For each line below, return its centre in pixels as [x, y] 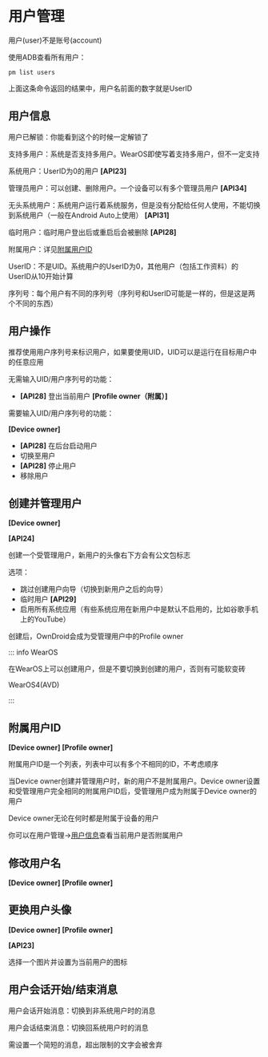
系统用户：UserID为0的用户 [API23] [67, 171]
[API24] [22, 539]
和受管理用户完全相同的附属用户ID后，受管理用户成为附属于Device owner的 [133, 792]
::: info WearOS [33, 652]
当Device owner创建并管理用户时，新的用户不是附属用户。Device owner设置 [134, 781]
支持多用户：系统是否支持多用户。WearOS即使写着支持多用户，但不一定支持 [134, 154]
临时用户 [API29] [48, 599]
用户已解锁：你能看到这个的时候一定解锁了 [78, 136]
